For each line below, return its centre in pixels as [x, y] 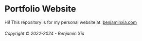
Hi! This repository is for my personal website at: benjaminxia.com [71, 22]
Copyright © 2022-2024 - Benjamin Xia [44, 33]
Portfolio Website [40, 9]
